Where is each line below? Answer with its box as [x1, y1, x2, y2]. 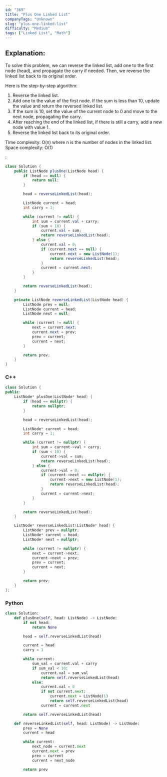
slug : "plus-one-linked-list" [5, 21, 68, 26]
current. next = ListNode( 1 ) [49, 693, 108, 699]
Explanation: [5, 49, 45, 57]
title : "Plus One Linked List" [5, 12, 70, 17]
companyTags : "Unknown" [5, 16, 55, 21]
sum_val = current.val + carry [31, 661, 97, 666]
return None [31, 624, 57, 630]
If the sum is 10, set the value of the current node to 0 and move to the [12, 108, 157, 114]
